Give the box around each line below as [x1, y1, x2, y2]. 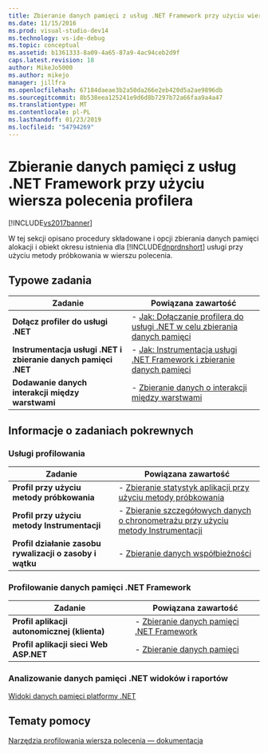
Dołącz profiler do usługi [12, 316, 108, 327]
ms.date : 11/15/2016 [8, 19, 77, 27]
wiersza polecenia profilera [8, 191, 194, 209]
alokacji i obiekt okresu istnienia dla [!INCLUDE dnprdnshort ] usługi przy [8, 241, 243, 252]
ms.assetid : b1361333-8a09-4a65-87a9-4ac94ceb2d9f [8, 49, 180, 57]
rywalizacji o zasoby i [12, 548, 97, 560]
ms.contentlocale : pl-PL [8, 109, 91, 117]
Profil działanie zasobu [12, 538, 101, 549]
